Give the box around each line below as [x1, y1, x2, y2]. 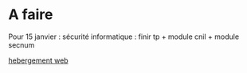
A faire [8, 6, 53, 24]
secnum [8, 40, 35, 49]
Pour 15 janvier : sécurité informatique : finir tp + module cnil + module [8, 32, 240, 41]
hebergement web [8, 56, 69, 65]
